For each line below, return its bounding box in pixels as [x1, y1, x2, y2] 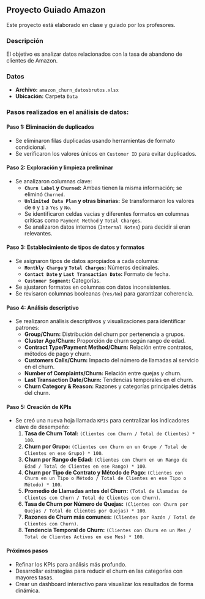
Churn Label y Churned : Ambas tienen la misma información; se [24, 184, 182, 191]
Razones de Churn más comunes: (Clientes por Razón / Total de [24, 513, 196, 521]
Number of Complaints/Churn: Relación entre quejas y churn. [24, 370, 182, 377]
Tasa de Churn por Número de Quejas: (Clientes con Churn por [24, 500, 188, 508]
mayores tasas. [15, 573, 54, 581]
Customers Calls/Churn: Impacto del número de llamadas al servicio [24, 357, 199, 364]
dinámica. [15, 587, 40, 594]
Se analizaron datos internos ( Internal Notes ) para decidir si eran [24, 223, 191, 231]
